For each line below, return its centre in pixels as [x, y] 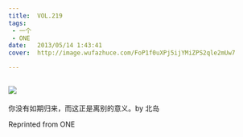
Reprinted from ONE [42, 124]
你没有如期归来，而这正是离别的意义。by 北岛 [84, 108]
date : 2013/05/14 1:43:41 [56, 46]
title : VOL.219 [35, 16]
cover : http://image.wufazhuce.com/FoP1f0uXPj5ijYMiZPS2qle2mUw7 [122, 53]
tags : [17, 23]
